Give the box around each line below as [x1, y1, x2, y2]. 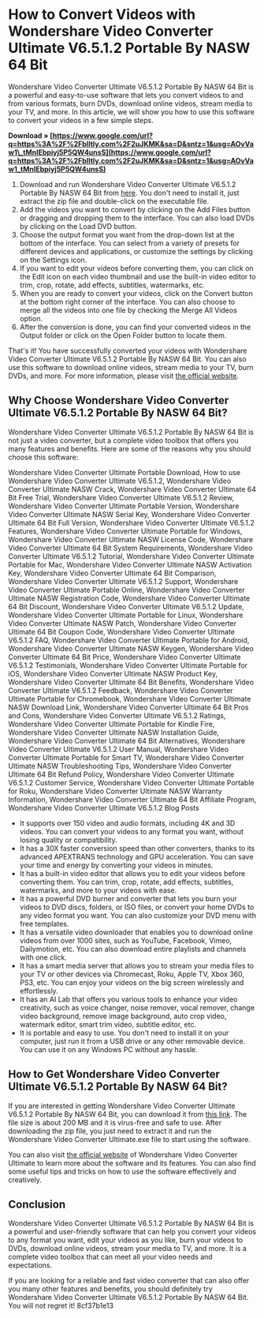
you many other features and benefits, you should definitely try [8, 1284, 213, 1294]
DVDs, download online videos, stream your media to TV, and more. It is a [8, 1244, 247, 1253]
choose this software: [8, 452, 79, 462]
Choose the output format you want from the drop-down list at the [19, 230, 235, 239]
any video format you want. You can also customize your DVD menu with [19, 910, 256, 920]
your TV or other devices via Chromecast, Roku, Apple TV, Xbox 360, [19, 969, 245, 979]
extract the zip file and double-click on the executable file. [19, 196, 210, 206]
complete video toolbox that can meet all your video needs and [8, 1252, 213, 1262]
